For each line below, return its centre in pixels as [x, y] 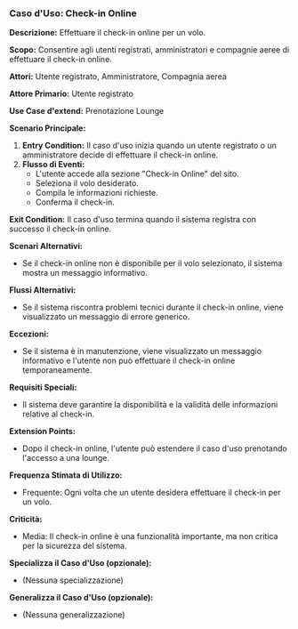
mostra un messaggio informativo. [85, 273]
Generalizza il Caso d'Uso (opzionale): [81, 598]
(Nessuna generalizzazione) [74, 615]
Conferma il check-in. [75, 202]
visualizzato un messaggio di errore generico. [106, 317]
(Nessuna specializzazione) [73, 580]
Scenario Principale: [48, 128]
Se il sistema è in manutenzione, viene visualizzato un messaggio [142, 351]
